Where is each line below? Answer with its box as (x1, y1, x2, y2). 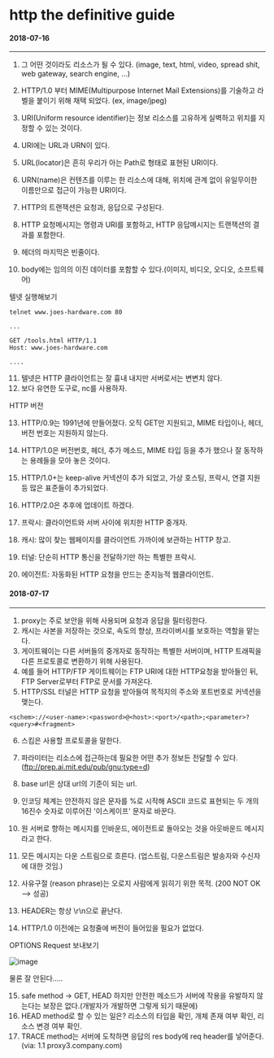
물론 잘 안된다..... (9, 973, 63, 983)
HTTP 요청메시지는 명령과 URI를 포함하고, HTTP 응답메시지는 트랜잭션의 (20, 220, 251, 229)
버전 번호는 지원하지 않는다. (20, 429, 109, 438)
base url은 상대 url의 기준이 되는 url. (20, 778, 137, 788)
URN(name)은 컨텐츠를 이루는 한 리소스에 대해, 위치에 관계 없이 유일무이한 (20, 175, 258, 185)
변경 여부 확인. (36, 1021, 82, 1030)
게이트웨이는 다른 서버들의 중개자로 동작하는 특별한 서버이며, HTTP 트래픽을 (20, 646, 263, 655)
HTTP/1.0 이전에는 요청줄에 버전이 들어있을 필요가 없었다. (20, 923, 204, 933)
